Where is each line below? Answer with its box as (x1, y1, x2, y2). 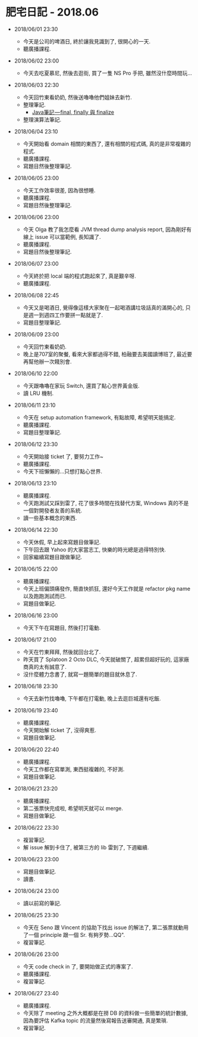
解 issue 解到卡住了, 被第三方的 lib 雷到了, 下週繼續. (23, 843, 149, 851)
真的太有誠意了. (28, 663, 67, 670)
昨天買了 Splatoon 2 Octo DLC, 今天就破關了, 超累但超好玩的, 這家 (23, 656, 184, 663)
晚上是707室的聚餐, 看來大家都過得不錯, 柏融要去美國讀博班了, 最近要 (23, 350, 193, 357)
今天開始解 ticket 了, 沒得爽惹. (23, 726, 96, 733)
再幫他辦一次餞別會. (23, 358, 72, 365)
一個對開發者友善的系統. (23, 507, 83, 514)
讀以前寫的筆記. (23, 899, 62, 907)
